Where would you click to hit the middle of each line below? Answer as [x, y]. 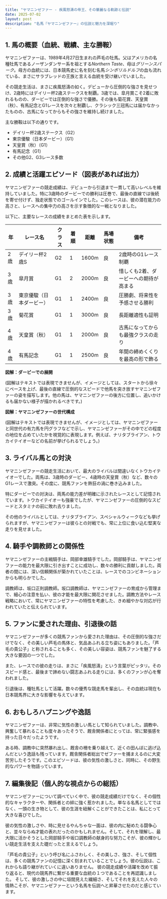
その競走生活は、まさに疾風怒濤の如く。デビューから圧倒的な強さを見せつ [81, 87]
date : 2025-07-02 [23, 14]
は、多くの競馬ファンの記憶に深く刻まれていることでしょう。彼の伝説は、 [81, 860]
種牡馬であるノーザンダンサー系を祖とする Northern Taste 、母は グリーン [79, 64]
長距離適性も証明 [139, 315]
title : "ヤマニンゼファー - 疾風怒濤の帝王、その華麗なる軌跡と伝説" [68, 10]
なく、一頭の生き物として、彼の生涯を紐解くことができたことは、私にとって [83, 808]
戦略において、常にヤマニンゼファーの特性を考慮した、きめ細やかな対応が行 [83, 600]
